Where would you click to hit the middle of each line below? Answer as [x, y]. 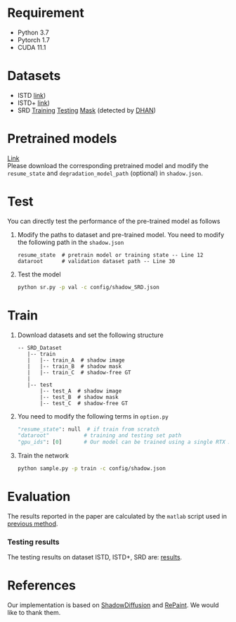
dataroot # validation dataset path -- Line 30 [96, 261]
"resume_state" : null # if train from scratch [88, 429]
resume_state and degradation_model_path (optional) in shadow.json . [105, 173]
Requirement [46, 13]
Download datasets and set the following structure [90, 335]
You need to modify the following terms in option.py [93, 416]
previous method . [33, 523]
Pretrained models [62, 139]
